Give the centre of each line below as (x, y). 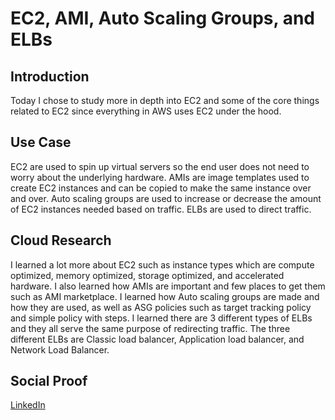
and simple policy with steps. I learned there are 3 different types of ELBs (161, 318)
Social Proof (49, 381)
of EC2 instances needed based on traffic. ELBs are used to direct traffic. (161, 209)
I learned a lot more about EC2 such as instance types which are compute (162, 264)
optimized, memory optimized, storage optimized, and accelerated (147, 275)
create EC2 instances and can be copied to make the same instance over (161, 188)
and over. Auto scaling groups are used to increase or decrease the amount (166, 198)
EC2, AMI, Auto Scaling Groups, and (162, 18)
